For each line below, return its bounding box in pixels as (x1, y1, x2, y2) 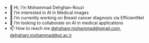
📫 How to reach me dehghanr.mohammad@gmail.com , (9, 26, 122, 31)
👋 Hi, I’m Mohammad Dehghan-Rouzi (9, 5, 84, 10)
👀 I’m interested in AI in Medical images (9, 10, 89, 15)
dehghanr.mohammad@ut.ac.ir (9, 32, 72, 38)
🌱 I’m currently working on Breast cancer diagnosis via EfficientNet (9, 15, 145, 20)
